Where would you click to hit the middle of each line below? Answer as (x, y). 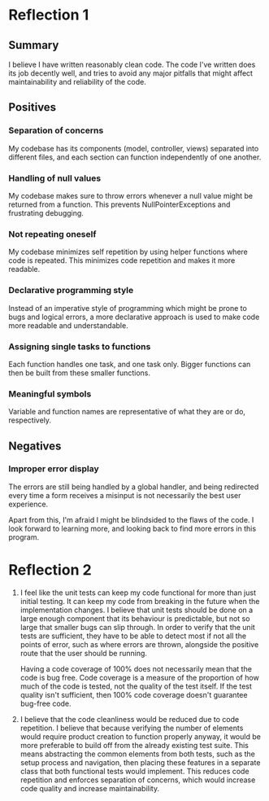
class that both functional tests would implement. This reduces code (134, 771)
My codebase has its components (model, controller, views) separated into (134, 148)
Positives (33, 107)
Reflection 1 (49, 15)
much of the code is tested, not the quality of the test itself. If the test (136, 686)
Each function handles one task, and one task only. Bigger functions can (130, 364)
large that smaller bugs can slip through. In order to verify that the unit (138, 627)
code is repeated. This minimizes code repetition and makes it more (122, 260)
